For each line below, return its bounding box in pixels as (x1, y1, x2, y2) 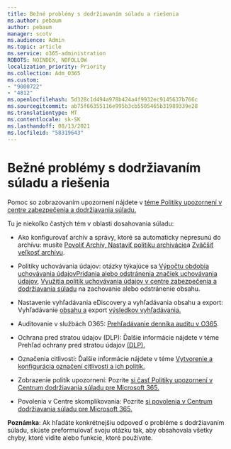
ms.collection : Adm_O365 (7, 70, 81, 77)
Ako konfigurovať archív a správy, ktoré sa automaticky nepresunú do (17, 233, 221, 242)
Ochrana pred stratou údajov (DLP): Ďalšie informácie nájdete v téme (17, 333, 220, 342)
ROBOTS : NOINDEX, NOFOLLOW (7, 57, 87, 64)
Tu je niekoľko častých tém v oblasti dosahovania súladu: (7, 219, 174, 228)
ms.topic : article (7, 43, 62, 50)
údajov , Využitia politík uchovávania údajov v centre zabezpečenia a (17, 277, 218, 286)
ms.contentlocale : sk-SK (7, 116, 81, 123)
